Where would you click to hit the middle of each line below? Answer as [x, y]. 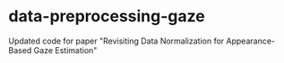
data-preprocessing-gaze [107, 16]
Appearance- [250, 41]
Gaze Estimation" [65, 50]
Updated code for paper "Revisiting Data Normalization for [116, 41]
